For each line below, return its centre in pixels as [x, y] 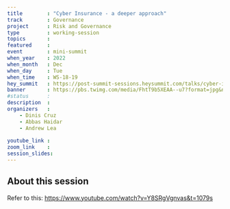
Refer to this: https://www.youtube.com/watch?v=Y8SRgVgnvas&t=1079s [110, 198]
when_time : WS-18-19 [42, 77]
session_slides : [30, 154]
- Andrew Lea [38, 128]
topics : [29, 39]
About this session [48, 181]
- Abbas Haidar [41, 122]
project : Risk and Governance [59, 26]
